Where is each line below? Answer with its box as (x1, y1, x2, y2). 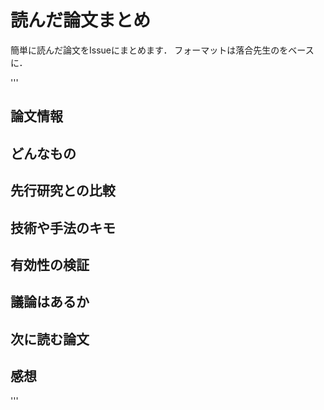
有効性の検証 (10, 256, 90, 273)
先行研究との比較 (10, 182, 116, 200)
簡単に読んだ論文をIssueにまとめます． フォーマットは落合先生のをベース (10, 44, 315, 56)
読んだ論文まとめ (10, 9, 152, 32)
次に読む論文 (10, 331, 90, 348)
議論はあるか (10, 294, 90, 311)
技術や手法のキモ (10, 219, 116, 236)
